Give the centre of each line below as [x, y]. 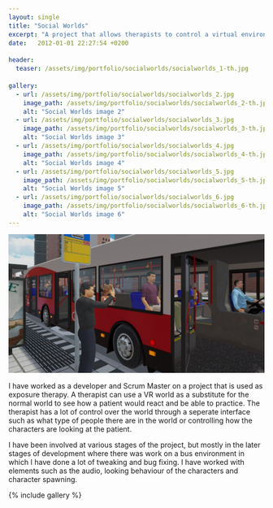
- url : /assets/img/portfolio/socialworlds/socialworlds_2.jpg [125, 94]
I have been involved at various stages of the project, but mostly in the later [134, 445]
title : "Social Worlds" [49, 26]
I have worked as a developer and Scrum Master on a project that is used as [136, 386]
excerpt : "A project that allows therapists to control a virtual [123, 34]
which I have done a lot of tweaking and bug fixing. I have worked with [127, 462]
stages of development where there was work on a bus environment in [127, 454]
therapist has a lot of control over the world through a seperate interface [130, 412]
